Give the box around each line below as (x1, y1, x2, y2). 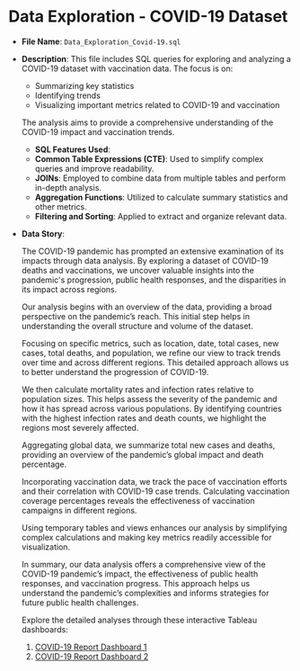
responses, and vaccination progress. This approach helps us (21, 577, 251, 588)
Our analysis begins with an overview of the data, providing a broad (21, 301, 272, 312)
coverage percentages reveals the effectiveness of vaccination (21, 495, 255, 505)
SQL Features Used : (34, 144, 111, 155)
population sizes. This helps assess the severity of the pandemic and (21, 393, 278, 404)
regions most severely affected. (21, 422, 139, 433)
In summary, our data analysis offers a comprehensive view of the (21, 559, 266, 569)
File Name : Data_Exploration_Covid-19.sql (21, 36, 181, 47)
